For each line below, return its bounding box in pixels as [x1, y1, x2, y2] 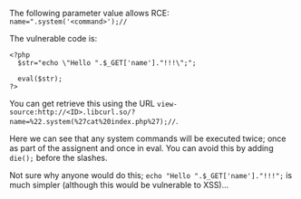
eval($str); [17, 74, 63, 83]
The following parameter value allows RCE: [9, 8, 170, 18]
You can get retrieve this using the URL [9, 99, 156, 109]
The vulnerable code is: [9, 33, 98, 43]
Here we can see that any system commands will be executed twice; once [9, 133, 286, 144]
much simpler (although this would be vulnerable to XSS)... [9, 180, 229, 190]
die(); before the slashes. [9, 153, 108, 163]
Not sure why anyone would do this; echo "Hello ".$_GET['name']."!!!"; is [9, 170, 293, 180]
